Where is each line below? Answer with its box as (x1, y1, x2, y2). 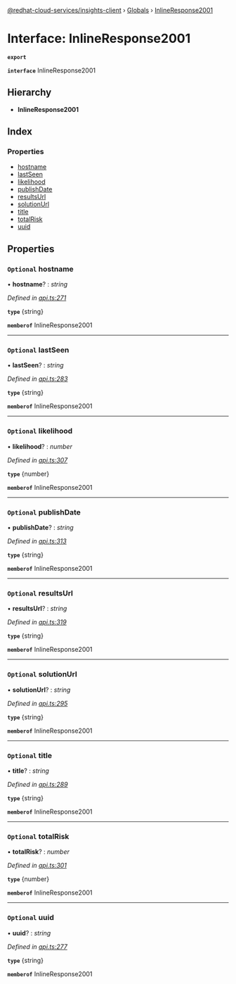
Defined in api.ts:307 (7, 455, 68, 464)
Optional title (7, 750, 53, 760)
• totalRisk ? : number (7, 847, 70, 856)
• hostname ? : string (7, 280, 68, 289)
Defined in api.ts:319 (7, 618, 67, 626)
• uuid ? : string (7, 928, 51, 937)
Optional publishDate (7, 507, 81, 517)
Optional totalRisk (7, 831, 70, 841)
